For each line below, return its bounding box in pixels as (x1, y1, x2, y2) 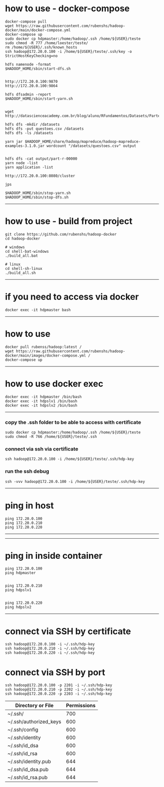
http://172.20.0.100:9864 (5, 83, 58, 88)
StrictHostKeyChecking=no (5, 53, 58, 58)
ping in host (5, 500, 54, 511)
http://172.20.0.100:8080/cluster (5, 173, 76, 178)
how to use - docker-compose (5, 3, 130, 14)
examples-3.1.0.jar (5, 143, 45, 148)
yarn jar (5, 139, 23, 144)
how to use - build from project (5, 216, 133, 227)
